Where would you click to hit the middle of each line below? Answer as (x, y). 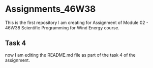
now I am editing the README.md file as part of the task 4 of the (70, 55)
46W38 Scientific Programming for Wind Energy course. (62, 27)
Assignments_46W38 (50, 9)
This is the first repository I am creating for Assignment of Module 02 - (77, 23)
